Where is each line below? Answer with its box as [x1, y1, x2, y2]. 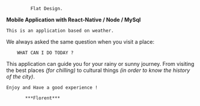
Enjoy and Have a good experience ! [6, 84, 98, 90]
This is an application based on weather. [6, 28, 114, 34]
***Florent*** [25, 95, 61, 101]
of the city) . [6, 73, 35, 80]
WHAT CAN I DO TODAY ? [17, 50, 74, 56]
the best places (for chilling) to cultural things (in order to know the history [6, 66, 190, 74]
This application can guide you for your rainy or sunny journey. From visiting [6, 60, 195, 67]
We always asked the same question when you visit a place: [6, 38, 155, 45]
